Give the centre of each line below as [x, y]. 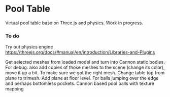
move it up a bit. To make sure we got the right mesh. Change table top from [85, 73]
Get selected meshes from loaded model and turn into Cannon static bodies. [85, 62]
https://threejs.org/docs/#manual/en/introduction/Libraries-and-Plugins [80, 52]
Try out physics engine [29, 47]
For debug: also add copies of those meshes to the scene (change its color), [85, 67]
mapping [14, 89]
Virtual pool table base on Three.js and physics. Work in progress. [74, 23]
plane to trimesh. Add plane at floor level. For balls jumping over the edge [82, 78]
